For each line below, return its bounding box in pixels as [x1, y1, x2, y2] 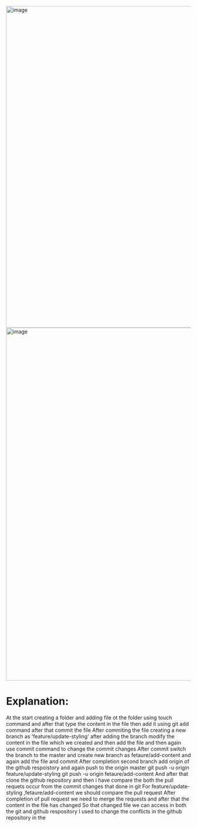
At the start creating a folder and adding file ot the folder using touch [6, 714, 172, 721]
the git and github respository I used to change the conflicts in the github [6, 808, 182, 815]
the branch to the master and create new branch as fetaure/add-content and [6, 751, 191, 758]
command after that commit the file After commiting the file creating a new [6, 726, 186, 733]
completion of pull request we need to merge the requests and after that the [6, 795, 189, 802]
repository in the [6, 814, 46, 821]
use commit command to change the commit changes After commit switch [6, 745, 186, 752]
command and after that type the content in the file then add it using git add [6, 720, 189, 727]
